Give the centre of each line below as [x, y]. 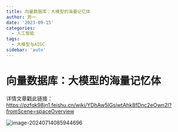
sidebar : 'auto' [26, 50]
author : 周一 [21, 17]
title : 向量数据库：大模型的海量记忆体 [48, 11]
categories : [21, 28]
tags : [13, 39]
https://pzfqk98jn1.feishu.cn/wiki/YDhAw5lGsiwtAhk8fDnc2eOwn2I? [89, 105]
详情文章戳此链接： [29, 98]
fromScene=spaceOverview [40, 111]
